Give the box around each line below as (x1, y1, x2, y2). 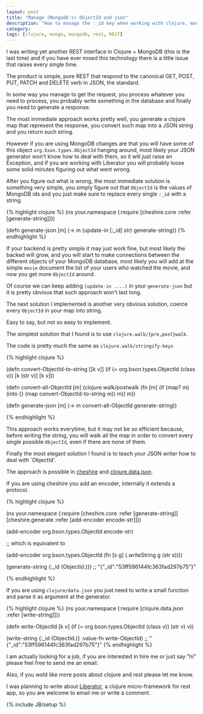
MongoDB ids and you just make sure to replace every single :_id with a (6, 190, 186, 197)
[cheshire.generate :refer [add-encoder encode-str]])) (6, 516, 141, 524)
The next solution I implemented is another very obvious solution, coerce (6, 300, 188, 308)
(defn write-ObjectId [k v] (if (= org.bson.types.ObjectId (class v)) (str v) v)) (6, 623, 195, 630)
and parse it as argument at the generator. (6, 593, 111, 600)
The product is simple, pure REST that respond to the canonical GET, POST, (6, 73, 195, 80)
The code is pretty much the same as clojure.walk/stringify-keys (6, 342, 174, 349)
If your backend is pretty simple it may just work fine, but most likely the (6, 245, 185, 252)
